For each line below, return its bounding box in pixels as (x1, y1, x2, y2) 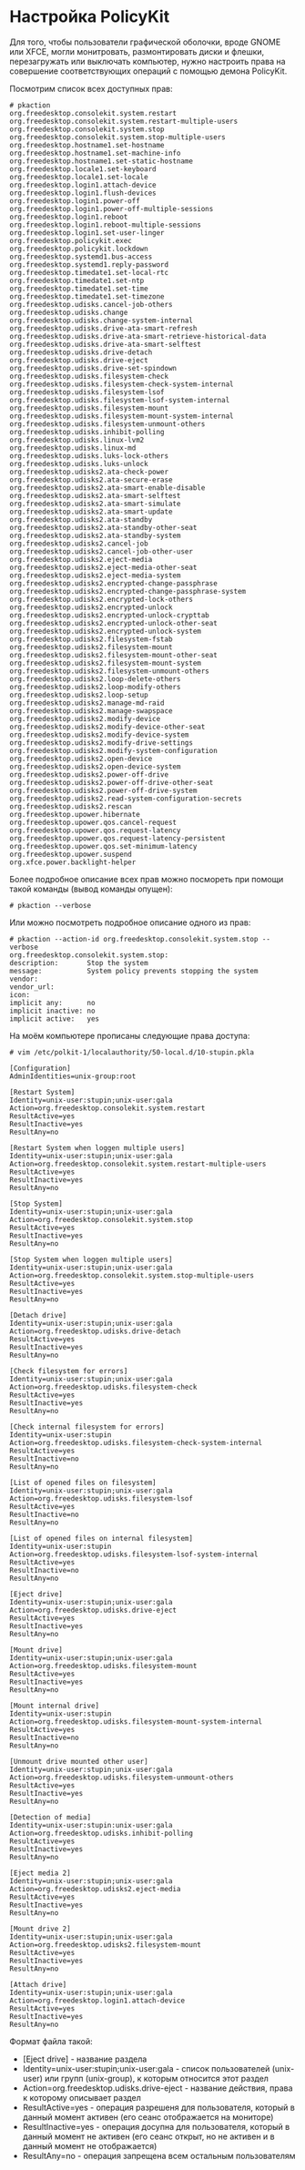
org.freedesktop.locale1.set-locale (9, 172, 148, 181)
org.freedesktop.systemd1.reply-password (9, 260, 169, 270)
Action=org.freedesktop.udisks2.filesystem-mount (9, 1940, 202, 1950)
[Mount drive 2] (9, 1924, 71, 1933)
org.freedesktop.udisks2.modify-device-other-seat (9, 722, 206, 731)
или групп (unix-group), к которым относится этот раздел (44, 2073, 269, 2083)
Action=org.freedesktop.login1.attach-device (9, 1996, 185, 2005)
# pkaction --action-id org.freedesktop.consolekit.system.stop (9, 934, 259, 943)
